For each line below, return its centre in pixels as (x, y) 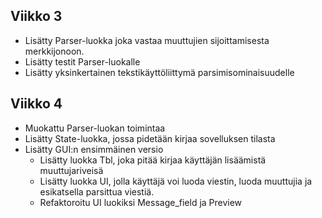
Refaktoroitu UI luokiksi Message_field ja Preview (141, 202)
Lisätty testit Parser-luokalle (82, 61)
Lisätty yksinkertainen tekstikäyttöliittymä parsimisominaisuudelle (159, 72)
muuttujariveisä (71, 170)
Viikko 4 (36, 104)
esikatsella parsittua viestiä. (97, 191)
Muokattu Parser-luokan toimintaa (95, 128)
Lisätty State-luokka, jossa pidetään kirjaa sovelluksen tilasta (150, 138)
